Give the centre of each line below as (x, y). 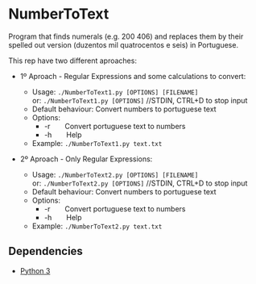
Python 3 (35, 270)
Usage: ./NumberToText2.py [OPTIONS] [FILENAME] (115, 174)
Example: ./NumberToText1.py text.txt (97, 143)
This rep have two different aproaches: (72, 61)
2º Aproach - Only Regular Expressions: (86, 159)
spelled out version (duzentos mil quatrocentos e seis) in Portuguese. (124, 44)
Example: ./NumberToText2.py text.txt (97, 226)
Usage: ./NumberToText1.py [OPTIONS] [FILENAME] (115, 92)
